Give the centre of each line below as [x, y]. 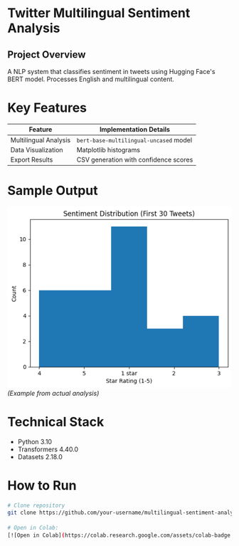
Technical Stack [56, 422]
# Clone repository [36, 505]
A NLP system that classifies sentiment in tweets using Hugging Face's [111, 72]
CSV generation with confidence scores [135, 160]
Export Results [32, 160]
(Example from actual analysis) [53, 393]
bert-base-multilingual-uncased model [134, 140]
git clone [22, 513]
